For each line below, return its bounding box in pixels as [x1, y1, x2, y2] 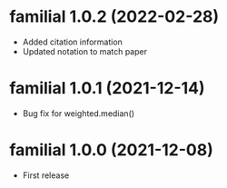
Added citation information [22, 36, 123, 47]
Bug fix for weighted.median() [22, 107, 134, 119]
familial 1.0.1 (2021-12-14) [9, 78, 206, 99]
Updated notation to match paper [22, 45, 148, 56]
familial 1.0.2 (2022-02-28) [9, 6, 220, 27]
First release [22, 170, 70, 181]
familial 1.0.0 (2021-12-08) [9, 140, 213, 161]
